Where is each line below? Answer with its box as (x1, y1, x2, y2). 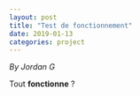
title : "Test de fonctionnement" (9, 21, 133, 30)
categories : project (9, 37, 86, 47)
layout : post (9, 12, 58, 22)
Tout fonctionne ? (9, 78, 75, 89)
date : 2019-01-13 (9, 29, 74, 38)
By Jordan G (9, 62, 56, 72)
